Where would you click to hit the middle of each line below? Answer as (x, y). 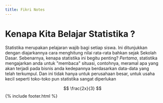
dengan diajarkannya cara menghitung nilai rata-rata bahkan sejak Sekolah (81, 52)
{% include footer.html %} (31, 96)
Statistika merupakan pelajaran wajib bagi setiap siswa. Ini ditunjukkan (76, 48)
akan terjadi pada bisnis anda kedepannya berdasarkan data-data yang (77, 68)
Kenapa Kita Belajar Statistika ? (70, 34)
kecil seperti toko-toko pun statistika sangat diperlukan (61, 78)
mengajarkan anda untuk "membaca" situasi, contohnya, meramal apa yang (82, 63)
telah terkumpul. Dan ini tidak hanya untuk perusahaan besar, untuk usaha (80, 74)
